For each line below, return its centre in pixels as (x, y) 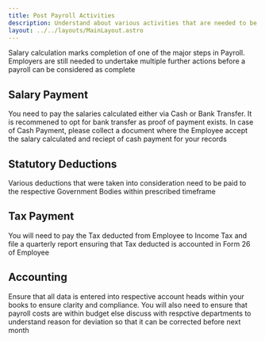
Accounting (38, 277)
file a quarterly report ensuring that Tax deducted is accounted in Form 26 (129, 243)
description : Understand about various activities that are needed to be (133, 23)
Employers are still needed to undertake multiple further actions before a (127, 61)
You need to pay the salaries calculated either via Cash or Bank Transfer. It (130, 114)
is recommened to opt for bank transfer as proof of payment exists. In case (131, 122)
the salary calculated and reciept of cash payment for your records (118, 139)
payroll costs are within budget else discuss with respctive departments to (130, 313)
